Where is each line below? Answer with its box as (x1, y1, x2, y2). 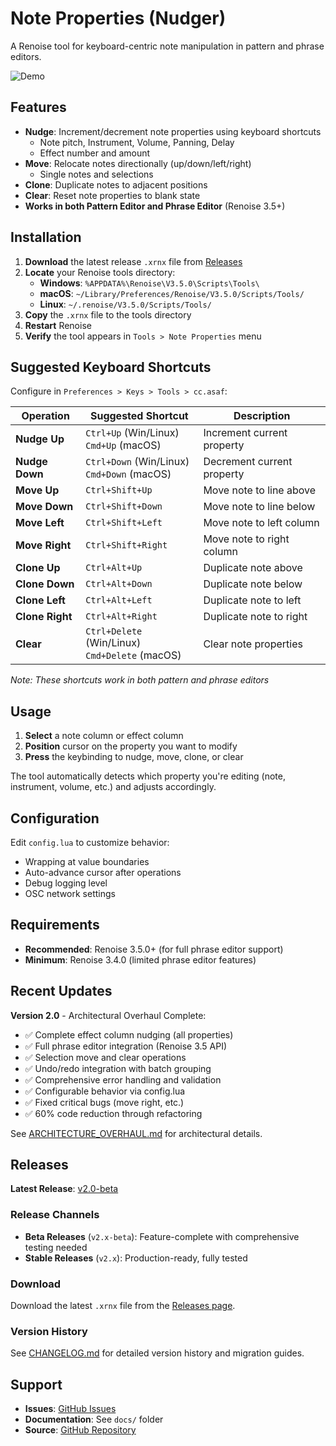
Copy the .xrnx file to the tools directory (24, 308, 192, 321)
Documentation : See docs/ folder (24, 1413, 164, 1426)
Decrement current (203, 455, 293, 469)
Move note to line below (203, 500, 316, 514)
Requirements (10, 917, 100, 934)
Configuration (10, 810, 100, 827)
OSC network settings (24, 888, 116, 899)
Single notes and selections (39, 168, 154, 180)
